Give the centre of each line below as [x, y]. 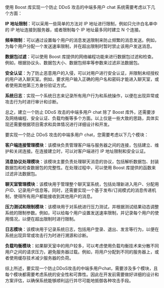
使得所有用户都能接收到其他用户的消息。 [54, 196]
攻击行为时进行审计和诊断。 [33, 102]
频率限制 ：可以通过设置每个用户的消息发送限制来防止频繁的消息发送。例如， [82, 40]
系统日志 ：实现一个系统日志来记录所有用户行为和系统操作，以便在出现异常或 [82, 96]
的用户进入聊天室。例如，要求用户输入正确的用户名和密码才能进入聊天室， [80, 79]
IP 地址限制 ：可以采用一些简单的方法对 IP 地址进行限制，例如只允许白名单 [79, 24]
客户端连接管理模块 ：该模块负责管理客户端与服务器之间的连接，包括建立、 [80, 145]
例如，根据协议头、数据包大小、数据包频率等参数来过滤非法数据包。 [73, 63]
